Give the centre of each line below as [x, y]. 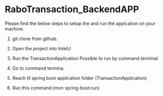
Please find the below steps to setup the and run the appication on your [80, 23]
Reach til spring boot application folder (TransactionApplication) [79, 78]
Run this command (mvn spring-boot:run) [56, 88]
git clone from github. [35, 39]
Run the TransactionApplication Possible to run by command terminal [85, 58]
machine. [15, 28]
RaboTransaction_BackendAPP [72, 9]
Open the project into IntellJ [41, 48]
